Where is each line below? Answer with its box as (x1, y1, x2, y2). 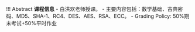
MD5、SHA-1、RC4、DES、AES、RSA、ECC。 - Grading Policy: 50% (16, 13, 184, 19)
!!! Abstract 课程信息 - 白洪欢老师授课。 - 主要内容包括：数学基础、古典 (6, 6, 178, 12)
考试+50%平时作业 (11, 20, 57, 26)
